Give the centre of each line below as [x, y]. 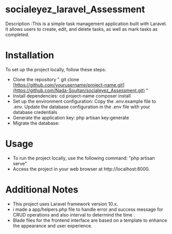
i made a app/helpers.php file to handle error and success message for [88, 209]
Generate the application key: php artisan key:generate [71, 118]
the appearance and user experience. [52, 226]
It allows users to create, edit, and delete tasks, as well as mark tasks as [81, 29]
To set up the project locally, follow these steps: [56, 69]
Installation [30, 55]
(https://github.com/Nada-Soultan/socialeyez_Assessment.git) [79, 90]
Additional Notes [42, 190]
